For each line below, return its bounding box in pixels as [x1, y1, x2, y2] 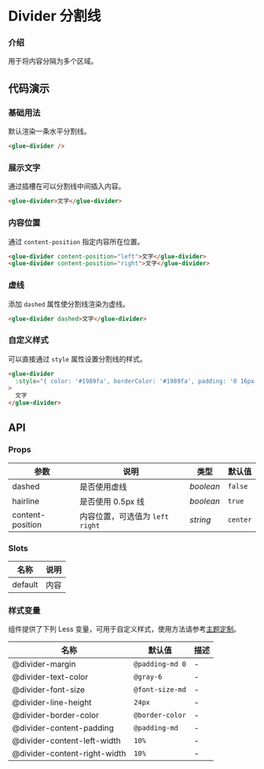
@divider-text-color [12, 672, 89, 683]
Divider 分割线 [8, 7, 101, 25]
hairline [12, 496, 40, 507]
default [12, 579, 38, 590]
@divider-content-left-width [12, 735, 122, 746]
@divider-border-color [12, 710, 100, 721]
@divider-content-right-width [12, 748, 126, 759]
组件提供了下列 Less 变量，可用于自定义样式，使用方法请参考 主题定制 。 [8, 624, 241, 634]
